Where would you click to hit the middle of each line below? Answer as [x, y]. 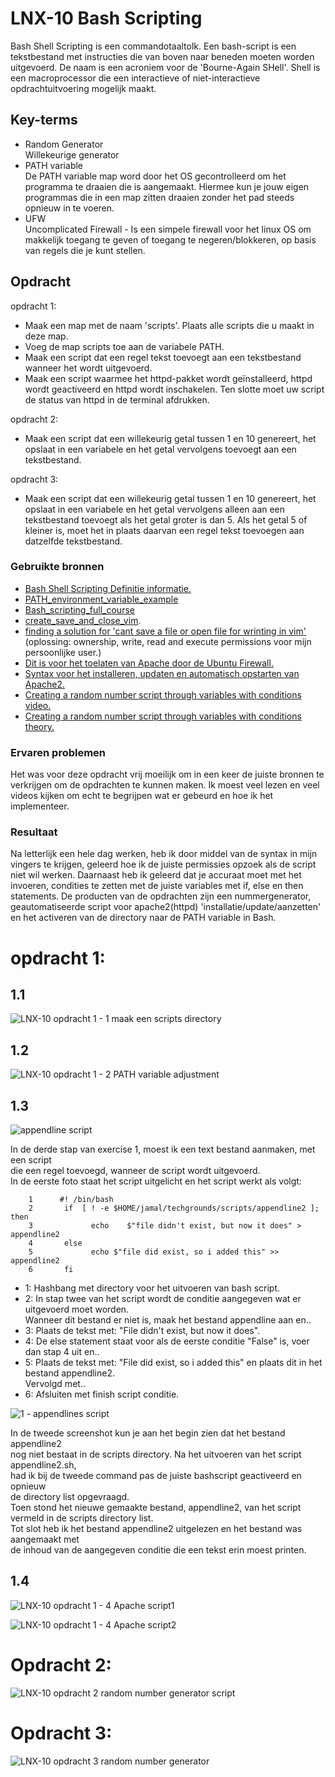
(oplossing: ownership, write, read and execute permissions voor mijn [168, 641]
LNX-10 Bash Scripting [106, 18]
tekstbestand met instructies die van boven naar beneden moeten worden [162, 56]
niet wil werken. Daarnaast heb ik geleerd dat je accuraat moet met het [156, 875]
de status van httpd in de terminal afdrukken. [117, 399]
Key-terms [44, 120]
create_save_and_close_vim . [83, 620]
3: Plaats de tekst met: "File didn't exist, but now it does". [142, 1331]
